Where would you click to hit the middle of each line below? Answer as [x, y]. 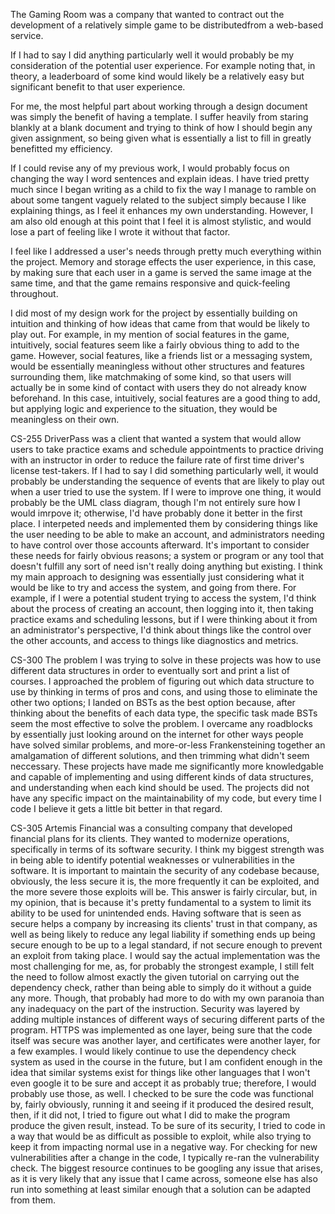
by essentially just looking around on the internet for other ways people [157, 734]
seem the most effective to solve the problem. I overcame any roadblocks [162, 723]
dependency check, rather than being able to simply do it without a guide [161, 987]
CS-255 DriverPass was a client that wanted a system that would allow [156, 438]
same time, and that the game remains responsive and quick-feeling [150, 283]
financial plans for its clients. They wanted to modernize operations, [150, 838]
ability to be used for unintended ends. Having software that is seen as [156, 913]
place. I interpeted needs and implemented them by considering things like [164, 523]
